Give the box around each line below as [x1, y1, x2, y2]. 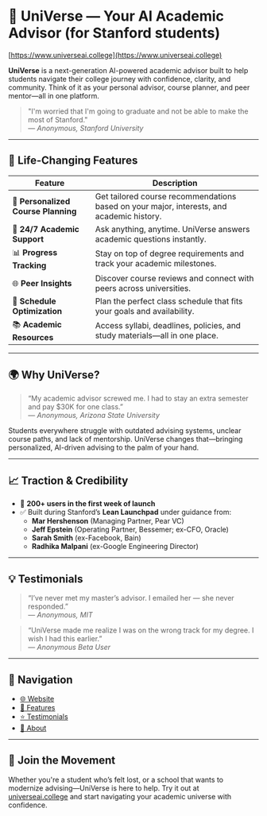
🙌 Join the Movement [8, 754, 116, 768]
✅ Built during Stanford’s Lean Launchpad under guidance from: [19, 508, 232, 517]
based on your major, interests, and [95, 200, 227, 211]
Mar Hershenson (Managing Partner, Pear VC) [31, 516, 184, 526]
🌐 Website [19, 694, 55, 703]
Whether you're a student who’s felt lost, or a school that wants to [8, 775, 224, 784]
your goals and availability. [95, 305, 195, 316]
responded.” [27, 601, 69, 611]
